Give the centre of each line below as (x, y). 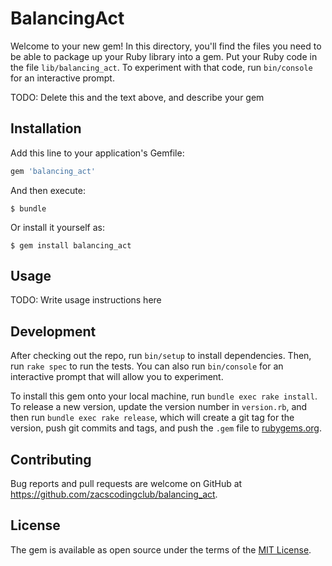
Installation (46, 128)
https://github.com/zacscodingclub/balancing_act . (114, 494)
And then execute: (48, 190)
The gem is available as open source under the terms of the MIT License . (161, 549)
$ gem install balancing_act (71, 245)
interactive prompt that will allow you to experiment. (117, 377)
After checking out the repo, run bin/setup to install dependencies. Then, (161, 356)
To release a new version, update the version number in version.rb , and (159, 407)
